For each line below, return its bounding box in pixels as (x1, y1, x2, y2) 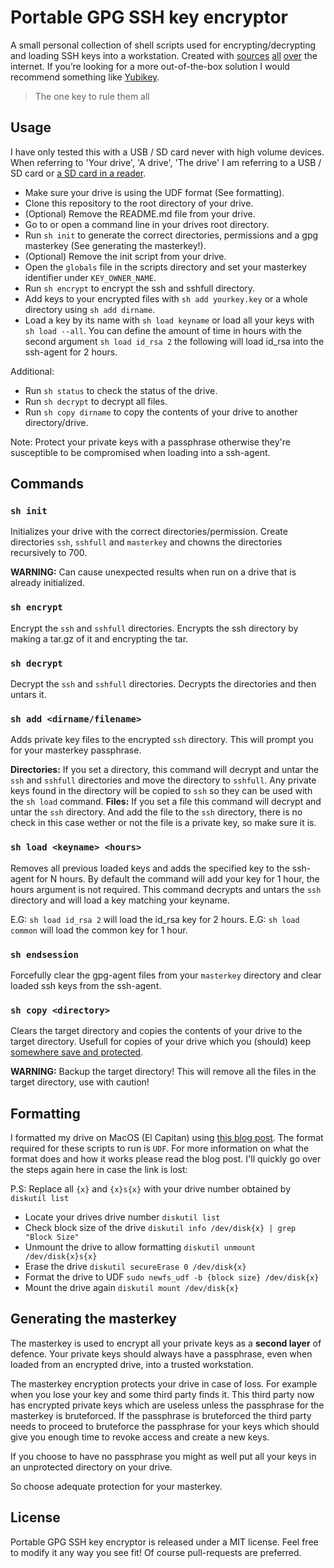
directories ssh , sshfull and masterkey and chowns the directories (10, 536, 283, 548)
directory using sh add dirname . (24, 303, 156, 315)
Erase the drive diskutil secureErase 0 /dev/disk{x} (24, 1261, 247, 1273)
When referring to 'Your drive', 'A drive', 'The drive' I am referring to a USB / (10, 156, 322, 168)
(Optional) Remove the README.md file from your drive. (24, 207, 256, 220)
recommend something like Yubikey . (10, 71, 160, 83)
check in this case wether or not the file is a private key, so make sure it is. (10, 817, 317, 829)
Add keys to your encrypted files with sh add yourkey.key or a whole (24, 292, 308, 305)
